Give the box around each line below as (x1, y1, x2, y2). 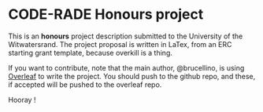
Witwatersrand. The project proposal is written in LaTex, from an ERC (8, 39, 232, 49)
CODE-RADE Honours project (8, 5, 204, 23)
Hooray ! (8, 95, 36, 104)
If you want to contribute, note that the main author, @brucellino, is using (8, 63, 245, 72)
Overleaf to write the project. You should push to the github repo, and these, (8, 71, 256, 81)
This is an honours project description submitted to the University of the (8, 31, 243, 41)
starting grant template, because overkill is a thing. (8, 48, 173, 57)
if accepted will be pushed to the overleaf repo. (8, 80, 162, 89)
